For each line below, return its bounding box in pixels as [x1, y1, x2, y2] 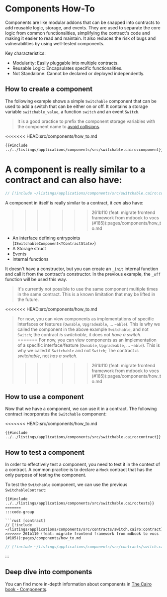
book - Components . [5, 586, 48, 592]
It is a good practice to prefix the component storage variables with [17, 118, 156, 124]
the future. [17, 297, 39, 302]
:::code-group [5, 509, 35, 515]
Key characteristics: [5, 50, 46, 56]
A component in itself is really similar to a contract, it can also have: [5, 199, 144, 205]
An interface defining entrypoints [12, 235, 81, 241]
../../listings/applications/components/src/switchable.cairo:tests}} [5, 501, 155, 506]
